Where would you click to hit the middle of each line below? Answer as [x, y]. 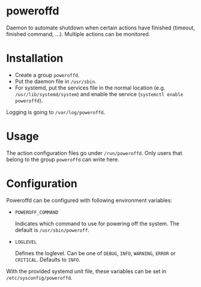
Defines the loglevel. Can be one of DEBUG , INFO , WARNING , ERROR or [95, 253]
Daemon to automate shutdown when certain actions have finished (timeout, [100, 28]
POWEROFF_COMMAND [37, 212]
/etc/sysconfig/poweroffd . [39, 277]
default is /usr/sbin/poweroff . [52, 230]
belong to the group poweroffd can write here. [63, 159]
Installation [35, 59]
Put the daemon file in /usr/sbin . [56, 81]
